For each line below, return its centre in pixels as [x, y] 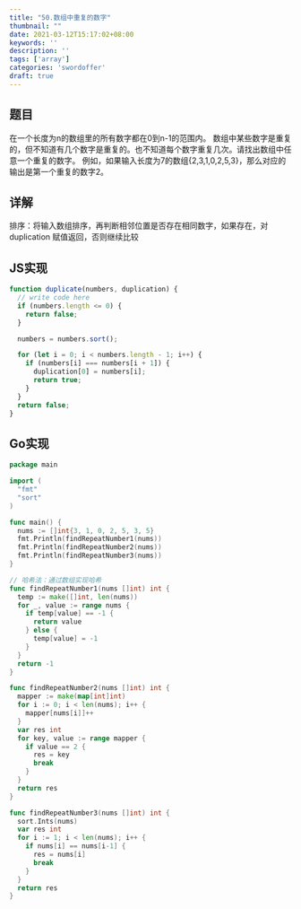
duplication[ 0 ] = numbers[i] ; [89, 372]
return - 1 [35, 664]
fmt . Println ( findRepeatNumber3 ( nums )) [90, 556]
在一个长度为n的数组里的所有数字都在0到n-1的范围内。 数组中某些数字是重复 [150, 138]
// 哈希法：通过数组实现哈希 [56, 580]
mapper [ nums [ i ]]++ [60, 713]
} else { [42, 630]
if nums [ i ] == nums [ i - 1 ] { [76, 846]
